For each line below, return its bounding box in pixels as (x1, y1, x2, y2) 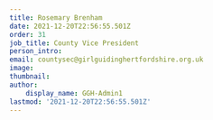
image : (9, 64, 34, 73)
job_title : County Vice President (9, 38, 140, 48)
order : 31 (9, 30, 47, 39)
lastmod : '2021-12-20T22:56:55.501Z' (9, 97, 152, 106)
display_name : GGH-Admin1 (25, 88, 124, 97)
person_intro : (9, 47, 63, 56)
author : (9, 80, 39, 89)
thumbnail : (9, 72, 51, 81)
